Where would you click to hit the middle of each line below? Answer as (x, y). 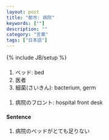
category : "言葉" (27, 35)
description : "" (27, 29)
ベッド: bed (30, 72)
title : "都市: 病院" (30, 18)
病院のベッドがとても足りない (52, 131)
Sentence (19, 117)
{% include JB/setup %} (37, 58)
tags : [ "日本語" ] (27, 40)
